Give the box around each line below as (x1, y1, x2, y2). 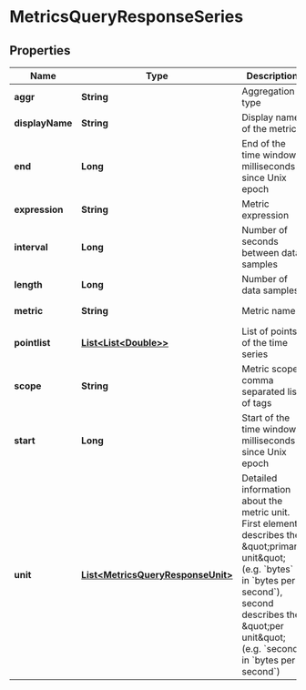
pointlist (14, 337, 51, 349)
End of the (240, 137, 286, 149)
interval (14, 241, 48, 253)
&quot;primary (240, 540, 303, 553)
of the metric (240, 123, 297, 135)
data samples (240, 284, 300, 297)
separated (240, 385, 285, 398)
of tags (240, 397, 272, 409)
